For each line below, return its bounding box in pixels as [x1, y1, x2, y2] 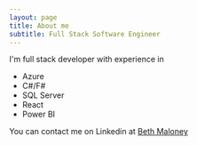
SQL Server [21, 90, 65, 101]
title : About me [9, 21, 69, 30]
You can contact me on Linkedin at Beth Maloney [9, 126, 189, 137]
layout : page [9, 12, 58, 22]
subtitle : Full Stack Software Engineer [9, 29, 162, 38]
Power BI [21, 109, 56, 120]
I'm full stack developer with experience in [9, 54, 164, 65]
